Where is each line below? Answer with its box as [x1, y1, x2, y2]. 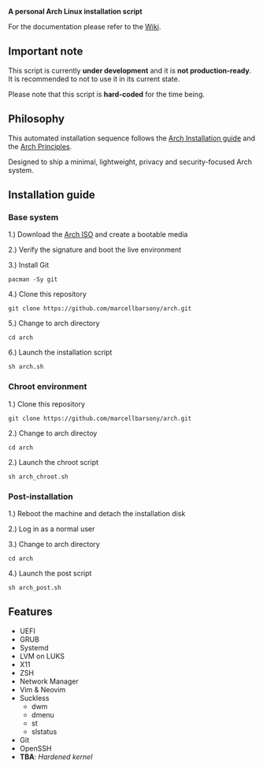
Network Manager [19, 676, 79, 686]
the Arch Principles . [8, 141, 72, 151]
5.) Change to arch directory [8, 319, 100, 328]
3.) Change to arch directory [8, 539, 100, 549]
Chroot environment [8, 381, 87, 392]
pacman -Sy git [8, 275, 58, 283]
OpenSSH [19, 744, 52, 753]
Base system [8, 212, 59, 223]
